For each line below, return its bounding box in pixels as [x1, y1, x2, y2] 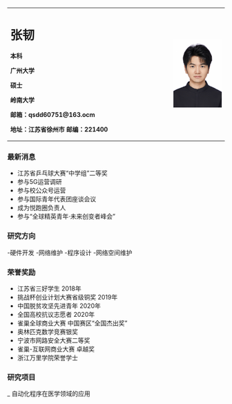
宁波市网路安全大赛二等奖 [17, 336, 90, 345]
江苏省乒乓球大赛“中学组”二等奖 [17, 169, 108, 177]
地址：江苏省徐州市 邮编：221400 [10, 125, 108, 134]
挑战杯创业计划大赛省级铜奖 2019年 [17, 293, 118, 302]
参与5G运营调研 [17, 178, 62, 186]
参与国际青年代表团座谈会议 [17, 195, 97, 203]
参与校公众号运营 [17, 186, 66, 194]
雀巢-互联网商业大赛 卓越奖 [17, 345, 95, 353]
